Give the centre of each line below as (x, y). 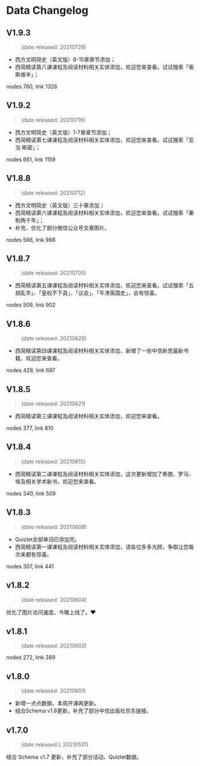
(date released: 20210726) (53, 47)
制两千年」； (29, 220)
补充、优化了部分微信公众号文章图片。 (62, 228)
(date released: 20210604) (54, 599)
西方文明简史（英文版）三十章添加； (60, 205)
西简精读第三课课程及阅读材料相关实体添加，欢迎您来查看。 (89, 416)
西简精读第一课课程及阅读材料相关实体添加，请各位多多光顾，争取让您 (102, 547)
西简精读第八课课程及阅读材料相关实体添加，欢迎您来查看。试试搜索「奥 (104, 67)
